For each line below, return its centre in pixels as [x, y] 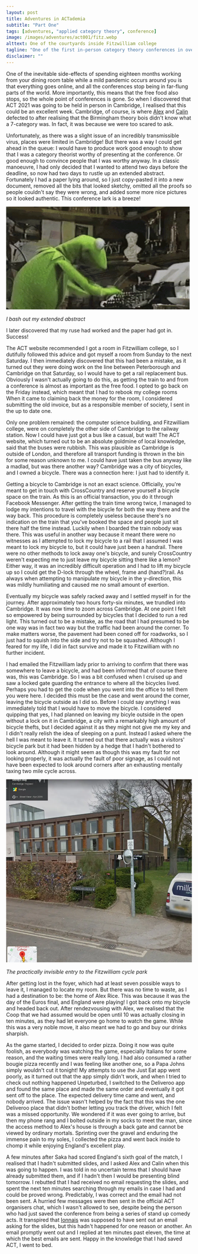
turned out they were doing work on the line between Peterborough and [93, 367]
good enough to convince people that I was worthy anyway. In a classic [93, 160]
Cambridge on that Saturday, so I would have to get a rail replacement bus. [97, 373]
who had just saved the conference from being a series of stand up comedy [98, 1213]
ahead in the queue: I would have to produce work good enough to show [94, 148]
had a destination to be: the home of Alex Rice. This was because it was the [98, 996]
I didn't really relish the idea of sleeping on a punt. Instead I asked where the [99, 733]
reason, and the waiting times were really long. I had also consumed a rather [99, 1057]
